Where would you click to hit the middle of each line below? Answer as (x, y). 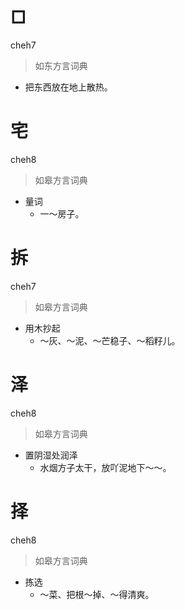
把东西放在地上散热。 (68, 87)
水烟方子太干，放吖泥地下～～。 (105, 467)
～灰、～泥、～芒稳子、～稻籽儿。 (110, 340)
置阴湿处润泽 (51, 455)
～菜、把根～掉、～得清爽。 (97, 594)
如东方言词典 (61, 65)
